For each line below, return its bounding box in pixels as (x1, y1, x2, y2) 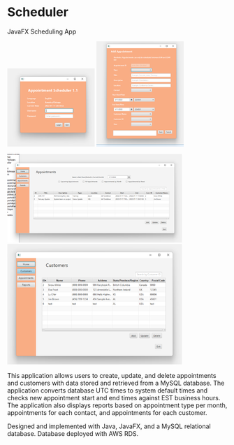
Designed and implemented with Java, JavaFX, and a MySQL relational (7, 422, 211, 430)
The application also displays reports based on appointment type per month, (7, 401, 228, 409)
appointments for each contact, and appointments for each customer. (7, 408, 207, 416)
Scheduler (7, 4, 68, 20)
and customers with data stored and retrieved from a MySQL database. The (7, 379, 225, 387)
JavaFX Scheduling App (7, 27, 77, 36)
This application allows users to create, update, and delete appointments (7, 371, 217, 379)
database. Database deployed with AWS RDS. (7, 429, 139, 437)
